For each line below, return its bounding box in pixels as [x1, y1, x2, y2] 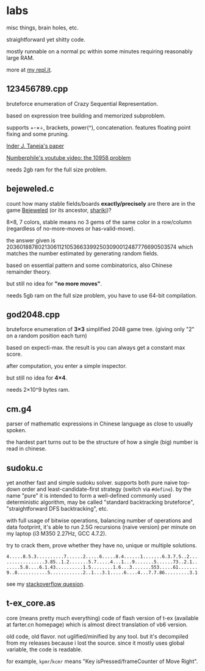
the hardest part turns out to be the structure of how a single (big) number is [6, 438, 198, 446]
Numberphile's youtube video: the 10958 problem [6, 154, 131, 161]
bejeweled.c [6, 184, 54, 194]
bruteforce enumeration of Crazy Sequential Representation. [6, 100, 159, 107]
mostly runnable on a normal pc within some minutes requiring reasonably [6, 47, 193, 55]
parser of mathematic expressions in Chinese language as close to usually [6, 420, 193, 427]
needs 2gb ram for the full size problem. [6, 166, 107, 173]
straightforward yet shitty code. [6, 36, 85, 43]
